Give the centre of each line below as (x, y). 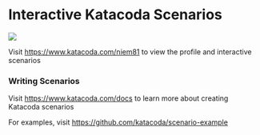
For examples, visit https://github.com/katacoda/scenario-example (118, 122)
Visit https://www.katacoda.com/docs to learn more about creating (118, 98)
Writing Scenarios (44, 81)
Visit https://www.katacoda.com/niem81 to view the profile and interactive (130, 52)
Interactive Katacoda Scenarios (115, 15)
